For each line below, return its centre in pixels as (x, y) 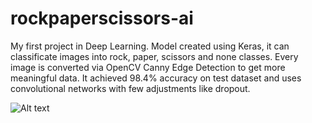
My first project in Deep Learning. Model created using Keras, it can (150, 46)
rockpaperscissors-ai (102, 18)
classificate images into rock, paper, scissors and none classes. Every (154, 56)
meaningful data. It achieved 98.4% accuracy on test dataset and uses (156, 78)
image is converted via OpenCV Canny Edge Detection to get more (148, 67)
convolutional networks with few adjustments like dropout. (130, 88)
